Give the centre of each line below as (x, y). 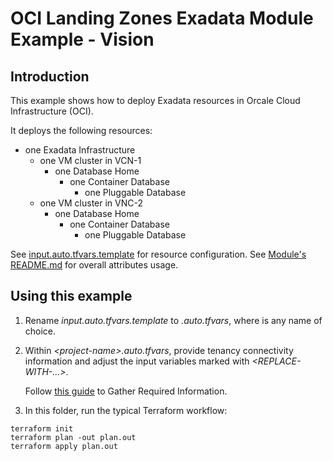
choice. (40, 331)
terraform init (42, 428)
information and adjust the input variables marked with (137, 361)
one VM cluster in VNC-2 (91, 203)
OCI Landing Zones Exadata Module (162, 18)
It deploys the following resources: (81, 130)
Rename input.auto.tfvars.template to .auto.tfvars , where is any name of (173, 320)
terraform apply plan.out (64, 446)
